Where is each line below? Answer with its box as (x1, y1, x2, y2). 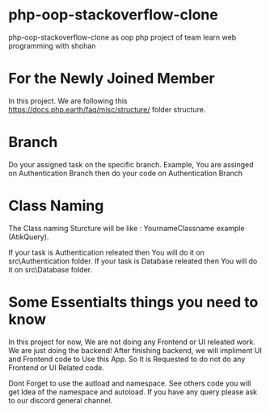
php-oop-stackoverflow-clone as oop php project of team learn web (8, 32, 237, 42)
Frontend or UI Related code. (8, 362, 105, 373)
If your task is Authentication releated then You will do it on (8, 247, 205, 257)
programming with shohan (8, 40, 96, 50)
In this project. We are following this (8, 95, 128, 106)
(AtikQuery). (8, 232, 49, 242)
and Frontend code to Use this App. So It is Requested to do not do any (8, 354, 246, 364)
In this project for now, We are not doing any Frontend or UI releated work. (8, 337, 256, 347)
